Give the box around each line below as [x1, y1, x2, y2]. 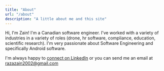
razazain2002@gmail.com [5, 60, 59, 67]
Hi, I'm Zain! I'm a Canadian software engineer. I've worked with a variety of [5, 30, 159, 36]
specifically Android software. [5, 45, 66, 52]
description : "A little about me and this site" [5, 16, 107, 21]
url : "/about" [5, 12, 34, 17]
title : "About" [5, 7, 36, 12]
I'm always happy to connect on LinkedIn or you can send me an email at [5, 55, 153, 61]
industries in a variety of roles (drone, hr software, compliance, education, [5, 35, 156, 41]
